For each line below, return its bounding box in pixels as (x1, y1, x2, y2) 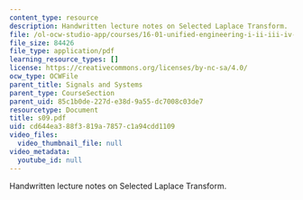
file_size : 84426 (9, 38, 75, 48)
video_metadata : (9, 147, 70, 156)
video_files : (9, 131, 59, 140)
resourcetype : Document (9, 105, 99, 114)
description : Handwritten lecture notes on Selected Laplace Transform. (9, 22, 289, 31)
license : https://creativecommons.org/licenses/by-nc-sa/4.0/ (9, 64, 248, 73)
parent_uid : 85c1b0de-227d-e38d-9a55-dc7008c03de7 (9, 96, 204, 106)
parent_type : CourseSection (9, 88, 115, 97)
